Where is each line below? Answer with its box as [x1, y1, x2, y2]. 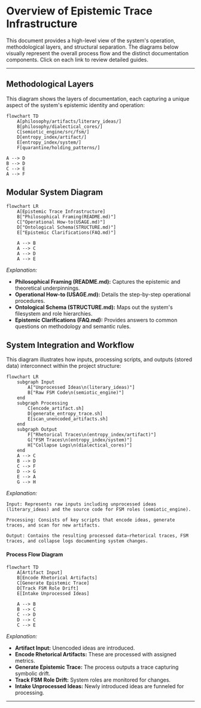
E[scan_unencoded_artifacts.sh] [28, 416, 109, 422]
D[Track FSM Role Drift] [17, 585, 79, 591]
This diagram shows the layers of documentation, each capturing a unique [6, 95, 190, 102]
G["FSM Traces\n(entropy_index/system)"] [28, 437, 133, 443]
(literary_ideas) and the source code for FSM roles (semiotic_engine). [6, 507, 191, 513]
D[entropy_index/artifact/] [17, 134, 87, 140]
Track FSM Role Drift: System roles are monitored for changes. [14, 676, 171, 683]
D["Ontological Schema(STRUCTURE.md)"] [17, 224, 117, 230]
